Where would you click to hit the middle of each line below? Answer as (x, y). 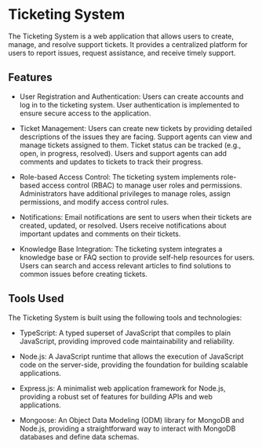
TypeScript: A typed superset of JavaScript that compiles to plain (125, 333)
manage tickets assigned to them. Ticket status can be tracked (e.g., (130, 145)
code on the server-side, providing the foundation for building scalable (134, 364)
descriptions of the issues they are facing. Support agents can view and (136, 137)
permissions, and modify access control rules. (94, 202)
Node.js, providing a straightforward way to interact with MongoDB (127, 428)
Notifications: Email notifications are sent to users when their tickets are (136, 217)
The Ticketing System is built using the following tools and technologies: (125, 317)
